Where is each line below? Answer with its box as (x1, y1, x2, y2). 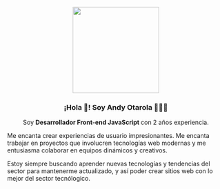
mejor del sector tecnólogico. (7, 175, 91, 183)
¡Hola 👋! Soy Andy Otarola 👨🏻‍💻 (63, 102, 168, 112)
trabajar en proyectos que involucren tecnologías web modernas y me (7, 139, 206, 148)
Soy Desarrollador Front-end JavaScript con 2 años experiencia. (23, 118, 209, 127)
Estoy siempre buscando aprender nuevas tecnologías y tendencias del (7, 159, 210, 168)
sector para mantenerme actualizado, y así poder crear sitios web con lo (7, 167, 213, 175)
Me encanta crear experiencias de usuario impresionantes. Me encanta (7, 132, 210, 140)
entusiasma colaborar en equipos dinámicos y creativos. (7, 146, 168, 155)
